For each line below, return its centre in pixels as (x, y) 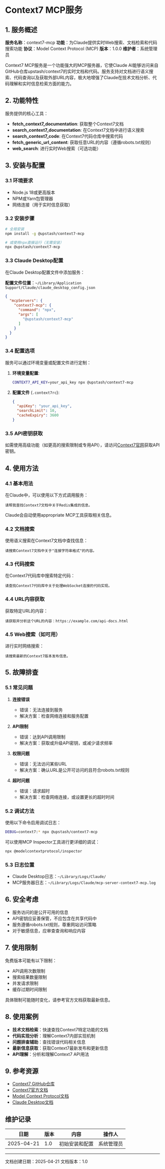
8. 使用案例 (22, 1017)
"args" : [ (28, 315)
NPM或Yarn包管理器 (33, 198)
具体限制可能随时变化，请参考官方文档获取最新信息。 (59, 1000)
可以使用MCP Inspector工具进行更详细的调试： (53, 842)
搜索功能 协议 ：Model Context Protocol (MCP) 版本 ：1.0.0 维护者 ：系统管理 (81, 49)
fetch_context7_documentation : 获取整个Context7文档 (68, 124)
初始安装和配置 (76, 1144)
